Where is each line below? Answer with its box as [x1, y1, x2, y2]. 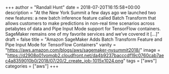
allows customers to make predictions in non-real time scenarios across [5, 20, 155, 26]
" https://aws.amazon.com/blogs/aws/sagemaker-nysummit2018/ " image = [5, 47, 160, 53]
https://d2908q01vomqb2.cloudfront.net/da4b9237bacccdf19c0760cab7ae [7, 52, 164, 58]
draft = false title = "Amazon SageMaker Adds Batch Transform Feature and [5, 36, 162, 42]
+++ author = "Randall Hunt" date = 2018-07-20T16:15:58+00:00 [5, 5, 140, 10]
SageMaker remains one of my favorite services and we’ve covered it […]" [5, 31, 160, 37]
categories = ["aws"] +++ [5, 63, 59, 69]
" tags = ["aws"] [123, 58, 157, 63]
